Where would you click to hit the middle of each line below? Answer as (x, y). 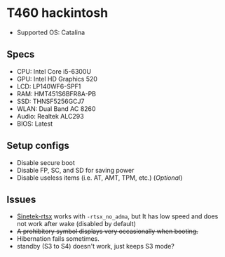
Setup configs (38, 146)
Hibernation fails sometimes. (58, 239)
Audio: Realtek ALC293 (50, 116)
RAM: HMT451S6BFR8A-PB (56, 93)
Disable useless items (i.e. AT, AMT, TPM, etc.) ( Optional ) (100, 178)
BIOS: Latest (35, 124)
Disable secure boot (46, 162)
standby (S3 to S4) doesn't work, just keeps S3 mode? (95, 246)
